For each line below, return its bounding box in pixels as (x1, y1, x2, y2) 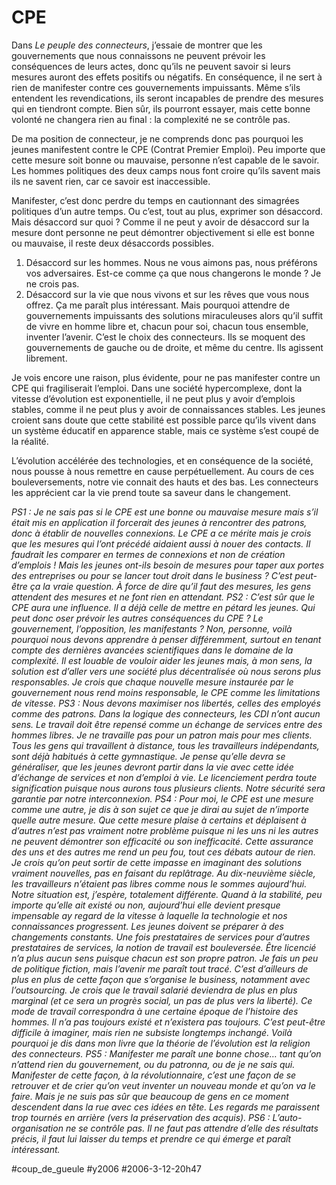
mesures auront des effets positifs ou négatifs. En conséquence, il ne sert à (11, 71, 323, 83)
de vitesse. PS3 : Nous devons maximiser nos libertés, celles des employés (11, 697, 321, 709)
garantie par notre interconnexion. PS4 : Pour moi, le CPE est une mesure (11, 792, 314, 805)
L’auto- (272, 1111, 303, 1123)
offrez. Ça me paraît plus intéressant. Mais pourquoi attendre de (25, 299, 291, 311)
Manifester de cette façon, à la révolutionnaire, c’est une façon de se (11, 1069, 297, 1081)
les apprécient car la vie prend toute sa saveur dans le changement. (11, 486, 291, 498)
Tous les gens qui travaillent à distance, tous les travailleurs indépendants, (11, 739, 320, 751)
